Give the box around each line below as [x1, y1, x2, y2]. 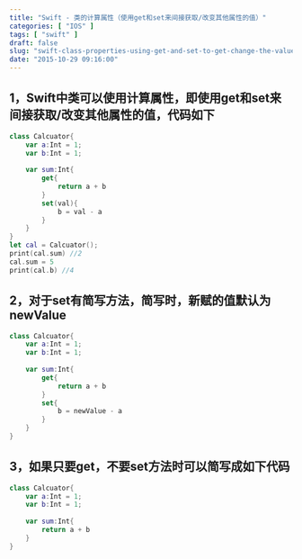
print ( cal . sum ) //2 [9, 249, 83, 258]
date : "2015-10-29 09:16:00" [9, 55, 119, 64]
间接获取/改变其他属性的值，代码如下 [9, 107, 216, 122]
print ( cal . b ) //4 [9, 266, 75, 275]
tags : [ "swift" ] [9, 30, 78, 39]
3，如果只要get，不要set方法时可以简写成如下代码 [9, 459, 290, 474]
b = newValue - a [57, 407, 123, 416]
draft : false [9, 38, 58, 48]
